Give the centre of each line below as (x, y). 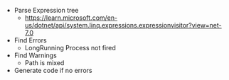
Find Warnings (35, 55)
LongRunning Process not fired (70, 48)
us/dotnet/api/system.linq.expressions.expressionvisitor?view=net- (123, 25)
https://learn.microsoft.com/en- (71, 18)
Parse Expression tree (46, 10)
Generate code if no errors (53, 70)
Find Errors (31, 40)
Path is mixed (44, 63)
